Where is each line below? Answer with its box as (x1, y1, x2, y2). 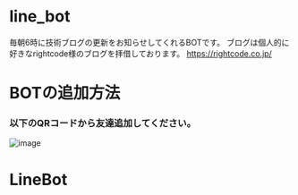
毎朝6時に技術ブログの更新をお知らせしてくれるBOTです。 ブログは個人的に (9, 37, 290, 47)
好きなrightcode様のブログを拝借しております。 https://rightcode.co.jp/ (9, 47, 273, 59)
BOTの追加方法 (9, 83, 121, 104)
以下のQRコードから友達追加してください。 (9, 117, 197, 130)
